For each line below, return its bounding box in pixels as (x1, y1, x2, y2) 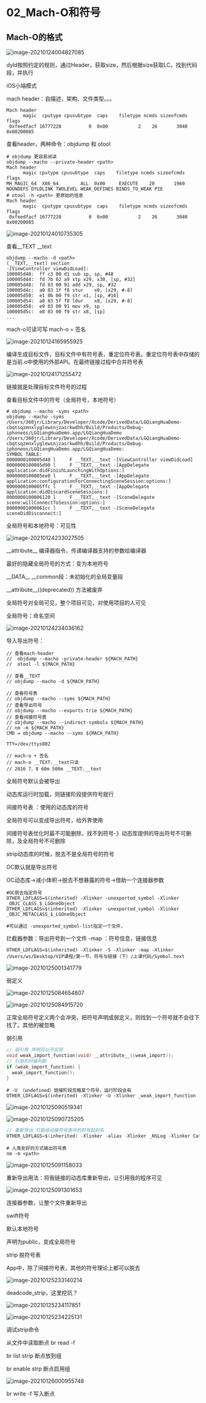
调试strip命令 (6, 1326, 40, 1333)
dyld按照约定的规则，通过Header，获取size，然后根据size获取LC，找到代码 (6, 61, 197, 68)
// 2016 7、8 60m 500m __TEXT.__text (6, 766, 102, 772)
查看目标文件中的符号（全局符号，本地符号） (6, 396, 120, 403)
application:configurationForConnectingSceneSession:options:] (6, 478, 172, 484)
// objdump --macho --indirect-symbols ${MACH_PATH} (6, 719, 144, 725)
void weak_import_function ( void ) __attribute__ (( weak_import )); (6, 1052, 174, 1059)
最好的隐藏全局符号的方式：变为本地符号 (6, 560, 109, 567)
